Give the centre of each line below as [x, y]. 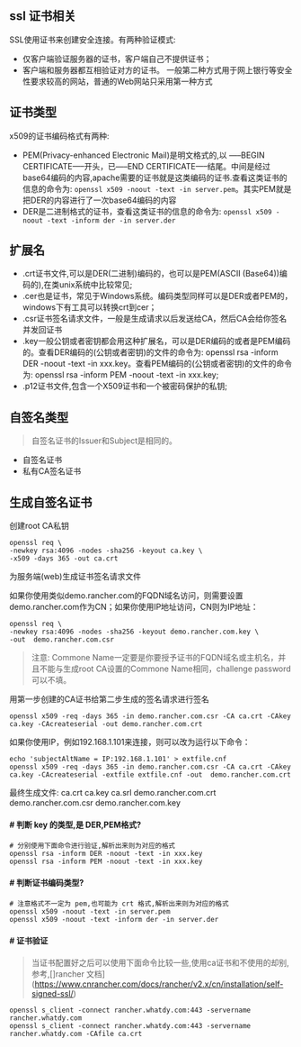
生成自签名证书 [51, 502]
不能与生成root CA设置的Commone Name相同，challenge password [165, 669]
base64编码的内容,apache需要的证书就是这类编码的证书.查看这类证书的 [155, 178]
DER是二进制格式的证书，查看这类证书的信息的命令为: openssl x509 [147, 211]
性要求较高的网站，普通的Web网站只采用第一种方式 [117, 81]
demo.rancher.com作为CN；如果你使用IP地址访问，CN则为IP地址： [134, 607]
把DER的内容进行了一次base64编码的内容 [99, 200]
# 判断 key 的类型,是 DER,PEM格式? [75, 824]
